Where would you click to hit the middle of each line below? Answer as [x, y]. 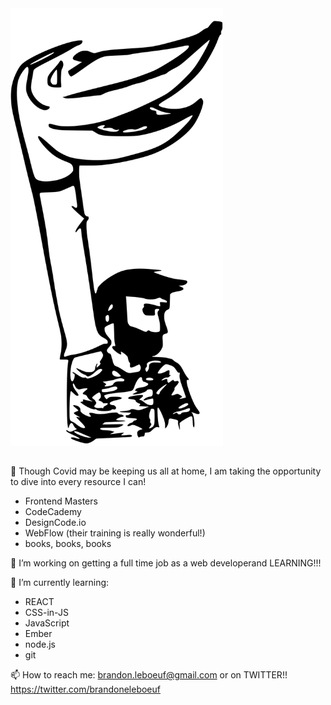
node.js [40, 644]
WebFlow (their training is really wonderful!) [115, 533]
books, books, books [68, 544]
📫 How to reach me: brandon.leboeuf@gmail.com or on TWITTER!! [149, 675]
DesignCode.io [55, 523]
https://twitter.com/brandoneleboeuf [85, 689]
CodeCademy [53, 512]
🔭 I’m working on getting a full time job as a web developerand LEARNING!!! [166, 563]
